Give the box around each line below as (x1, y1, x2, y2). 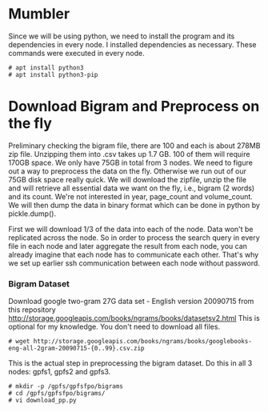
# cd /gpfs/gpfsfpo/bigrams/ (8, 390, 106, 398)
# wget (8, 338, 30, 346)
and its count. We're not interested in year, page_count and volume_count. (8, 191, 254, 201)
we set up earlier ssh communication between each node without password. (8, 258, 260, 268)
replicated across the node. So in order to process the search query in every (8, 233, 260, 242)
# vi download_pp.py (8, 397, 78, 405)
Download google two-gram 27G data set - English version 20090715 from (8, 297, 254, 306)
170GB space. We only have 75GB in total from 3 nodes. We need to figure (8, 158, 254, 167)
